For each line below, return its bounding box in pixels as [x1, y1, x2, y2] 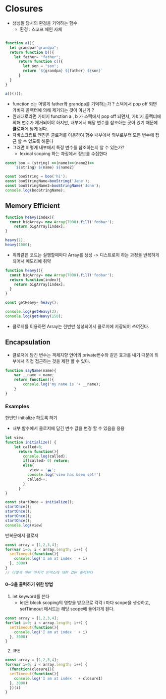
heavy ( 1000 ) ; [5, 242, 32, 247]
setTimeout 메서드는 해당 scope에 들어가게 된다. [19, 606, 115, 612]
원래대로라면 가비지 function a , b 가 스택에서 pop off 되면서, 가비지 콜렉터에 [12, 113, 161, 119]
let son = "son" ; [23, 64, 58, 69]
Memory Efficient [5, 202, 60, 210]
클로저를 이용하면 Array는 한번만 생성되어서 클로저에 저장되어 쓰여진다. [12, 323, 150, 329]
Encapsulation [5, 338, 51, 347]
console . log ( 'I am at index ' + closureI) [14, 676, 103, 681]
